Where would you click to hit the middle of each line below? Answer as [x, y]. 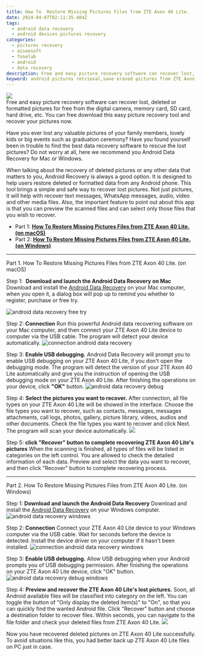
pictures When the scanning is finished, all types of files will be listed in [95, 449]
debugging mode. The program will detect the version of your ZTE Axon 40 [99, 367]
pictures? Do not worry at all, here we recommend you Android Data [90, 152]
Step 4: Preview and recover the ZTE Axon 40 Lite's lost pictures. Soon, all [101, 590]
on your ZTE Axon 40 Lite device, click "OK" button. [71, 572]
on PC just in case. [29, 647]
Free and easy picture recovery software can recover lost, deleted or [91, 102]
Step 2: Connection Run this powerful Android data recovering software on [99, 324]
